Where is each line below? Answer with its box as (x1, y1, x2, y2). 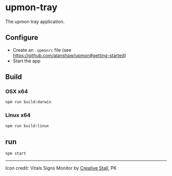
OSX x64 (5, 88, 28, 95)
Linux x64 (5, 112, 31, 119)
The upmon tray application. (5, 18, 65, 25)
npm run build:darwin (5, 99, 52, 105)
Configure (5, 33, 38, 42)
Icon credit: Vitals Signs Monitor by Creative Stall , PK (5, 165, 117, 171)
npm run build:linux (5, 123, 50, 128)
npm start (5, 151, 27, 156)
